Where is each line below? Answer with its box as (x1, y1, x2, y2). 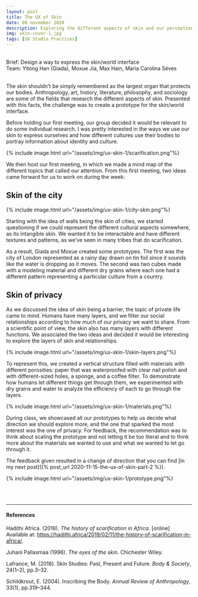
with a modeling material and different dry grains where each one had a (6, 266, 180, 273)
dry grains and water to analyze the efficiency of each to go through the (6, 385, 181, 392)
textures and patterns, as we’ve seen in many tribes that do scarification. (6, 236, 183, 243)
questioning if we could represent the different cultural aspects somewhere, (6, 224, 190, 231)
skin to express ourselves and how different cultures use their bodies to (6, 132, 180, 139)
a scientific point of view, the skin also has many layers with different (6, 324, 173, 331)
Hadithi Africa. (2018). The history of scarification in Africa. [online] (6, 524, 170, 531)
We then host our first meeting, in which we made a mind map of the (6, 161, 173, 168)
